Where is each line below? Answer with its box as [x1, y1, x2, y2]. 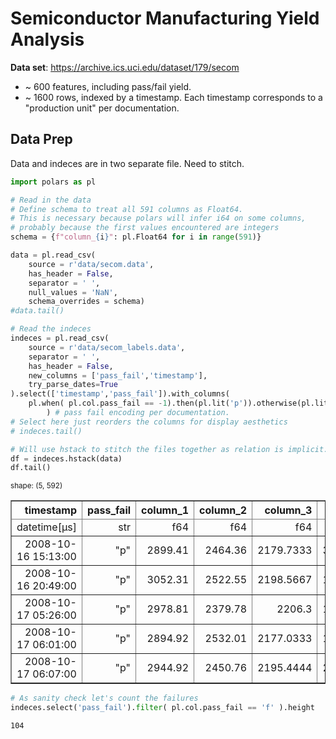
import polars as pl [10, 177, 97, 187]
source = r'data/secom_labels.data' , [28, 342, 186, 352]
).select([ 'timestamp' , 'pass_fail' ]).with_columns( [10, 389, 230, 399]
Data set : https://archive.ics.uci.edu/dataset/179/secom [10, 61, 240, 73]
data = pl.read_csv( [10, 250, 97, 260]
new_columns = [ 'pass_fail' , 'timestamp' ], [28, 370, 208, 381]
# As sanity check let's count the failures [10, 693, 199, 704]
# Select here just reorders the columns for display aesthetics [10, 417, 288, 427]
